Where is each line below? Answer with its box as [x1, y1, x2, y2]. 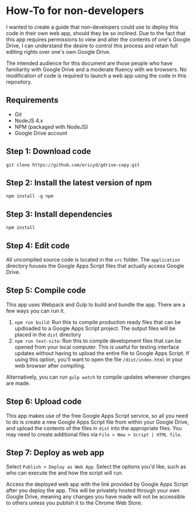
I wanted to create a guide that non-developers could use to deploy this [6, 23, 178, 30]
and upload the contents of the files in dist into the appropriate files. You [6, 424, 183, 431]
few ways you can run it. [6, 307, 66, 314]
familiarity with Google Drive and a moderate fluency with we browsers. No [6, 66, 187, 73]
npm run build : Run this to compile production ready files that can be [14, 318, 181, 325]
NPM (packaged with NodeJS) [14, 123, 88, 130]
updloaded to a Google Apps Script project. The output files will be [14, 325, 176, 332]
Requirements [6, 95, 59, 105]
